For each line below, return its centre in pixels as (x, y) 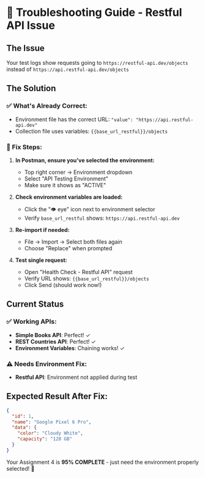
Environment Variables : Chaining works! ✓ (70, 348)
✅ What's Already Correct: (47, 106)
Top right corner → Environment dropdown (78, 172)
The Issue (25, 48)
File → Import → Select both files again (73, 242)
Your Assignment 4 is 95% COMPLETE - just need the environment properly (102, 462)
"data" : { (24, 428)
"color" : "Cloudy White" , (50, 433)
